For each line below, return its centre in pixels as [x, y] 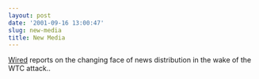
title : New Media [37, 38]
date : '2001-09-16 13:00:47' [56, 23]
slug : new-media [35, 30]
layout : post [30, 15]
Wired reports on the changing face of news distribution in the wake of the [130, 60]
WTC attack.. [30, 69]
